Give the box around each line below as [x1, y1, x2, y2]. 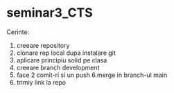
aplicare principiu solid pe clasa [16, 56, 107, 64]
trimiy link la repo [16, 78, 67, 86]
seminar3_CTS [6, 5, 93, 21]
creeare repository [16, 41, 70, 49]
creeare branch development [16, 63, 100, 71]
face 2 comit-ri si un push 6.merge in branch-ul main [16, 71, 168, 79]
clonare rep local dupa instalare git [16, 49, 116, 57]
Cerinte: [6, 28, 30, 36]
